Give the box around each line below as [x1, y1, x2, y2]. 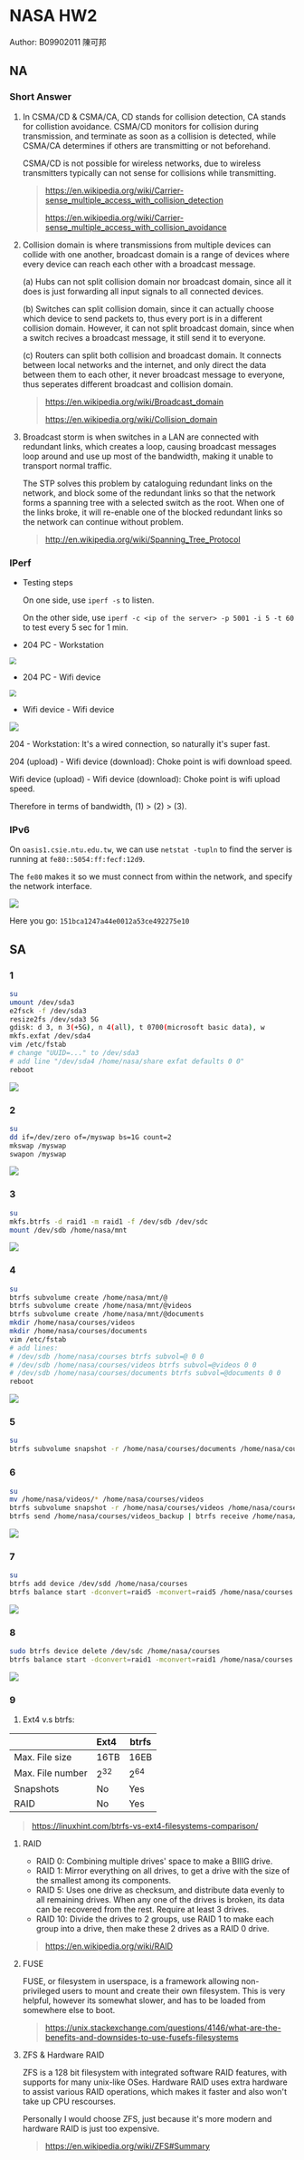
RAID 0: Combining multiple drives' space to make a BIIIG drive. [35, 1855, 273, 1866]
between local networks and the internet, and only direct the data [22, 359, 267, 370]
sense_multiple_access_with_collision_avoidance [44, 221, 228, 232]
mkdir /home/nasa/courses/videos [9, 1318, 136, 1328]
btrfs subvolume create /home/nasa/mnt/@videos [9, 1302, 193, 1311]
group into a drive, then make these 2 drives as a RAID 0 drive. [35, 1923, 270, 1933]
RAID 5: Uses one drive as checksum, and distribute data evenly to [35, 1884, 285, 1895]
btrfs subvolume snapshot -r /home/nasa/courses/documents [9, 1445, 237, 1454]
